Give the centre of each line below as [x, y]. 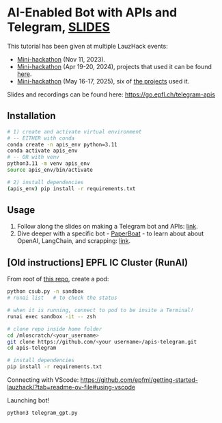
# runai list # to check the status [62, 298]
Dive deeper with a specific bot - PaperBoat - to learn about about [110, 233]
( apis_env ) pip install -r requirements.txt [71, 189]
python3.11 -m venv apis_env [48, 164]
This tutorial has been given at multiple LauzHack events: [88, 46]
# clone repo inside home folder [55, 329]
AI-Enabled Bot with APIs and [92, 13]
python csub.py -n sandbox [45, 292]
